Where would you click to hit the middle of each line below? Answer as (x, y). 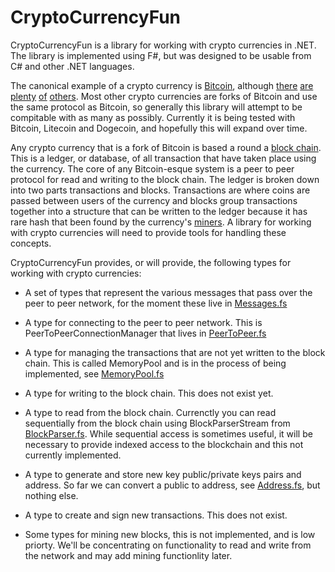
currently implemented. (73, 455)
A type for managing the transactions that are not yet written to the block (175, 352)
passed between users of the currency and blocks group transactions (154, 200)
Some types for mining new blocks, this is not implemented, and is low (170, 534)
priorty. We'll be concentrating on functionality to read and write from (168, 545)
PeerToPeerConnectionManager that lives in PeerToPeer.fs (145, 333)
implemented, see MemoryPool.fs (94, 373)
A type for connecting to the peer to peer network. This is (143, 322)
